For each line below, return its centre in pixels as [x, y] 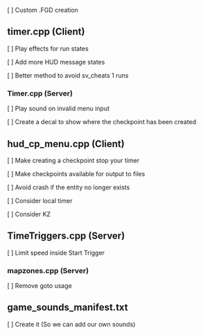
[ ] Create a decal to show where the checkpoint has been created [102, 122]
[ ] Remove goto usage [40, 286]
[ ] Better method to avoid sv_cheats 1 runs [68, 75]
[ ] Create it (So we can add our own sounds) [71, 324]
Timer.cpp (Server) [40, 93]
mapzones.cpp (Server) [48, 270]
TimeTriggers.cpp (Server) [66, 236]
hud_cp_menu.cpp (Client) [66, 144]
